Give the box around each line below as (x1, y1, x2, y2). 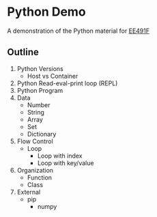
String (27, 108, 44, 116)
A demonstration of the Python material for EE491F (7, 27, 150, 35)
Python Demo (7, 4, 87, 20)
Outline (7, 46, 39, 58)
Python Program (16, 86, 63, 94)
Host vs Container (27, 72, 78, 80)
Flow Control (16, 137, 53, 145)
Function (27, 173, 53, 182)
